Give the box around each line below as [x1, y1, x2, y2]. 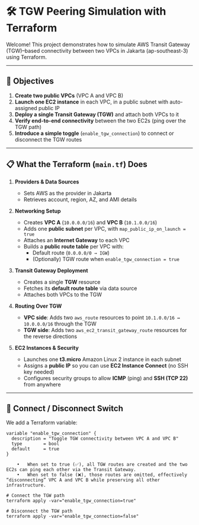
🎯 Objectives [6, 76, 54, 86]
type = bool [11, 441, 60, 447]
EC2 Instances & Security [14, 344, 79, 351]
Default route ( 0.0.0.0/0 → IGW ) [32, 249, 110, 256]
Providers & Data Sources [14, 178, 79, 185]
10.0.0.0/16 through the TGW [23, 320, 97, 327]
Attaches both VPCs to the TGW [23, 291, 102, 298]
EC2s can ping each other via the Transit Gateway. [6, 467, 136, 473]
